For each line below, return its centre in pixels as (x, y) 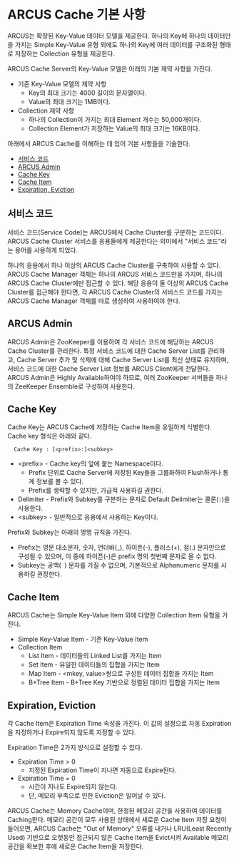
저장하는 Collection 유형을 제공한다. (65, 53)
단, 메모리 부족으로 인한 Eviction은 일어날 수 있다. (97, 795)
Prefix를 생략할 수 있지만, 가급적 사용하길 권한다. (96, 491)
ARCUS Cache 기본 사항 (77, 15)
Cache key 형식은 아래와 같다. (50, 436)
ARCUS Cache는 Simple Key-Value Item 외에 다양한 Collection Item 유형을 (114, 615)
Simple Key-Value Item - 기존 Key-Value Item (83, 640)
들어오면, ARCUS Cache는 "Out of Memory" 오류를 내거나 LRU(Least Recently (119, 828)
